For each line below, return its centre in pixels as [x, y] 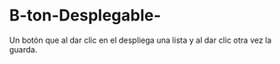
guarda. [24, 49]
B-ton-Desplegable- [85, 16]
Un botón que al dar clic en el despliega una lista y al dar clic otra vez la [140, 40]
